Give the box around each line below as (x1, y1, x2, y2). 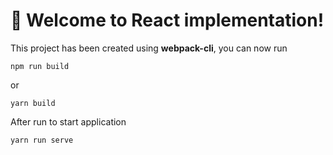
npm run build (10, 61, 70, 71)
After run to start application (10, 115, 127, 128)
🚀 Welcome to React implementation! (10, 9, 325, 32)
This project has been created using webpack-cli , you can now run (10, 42, 288, 54)
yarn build (10, 98, 56, 108)
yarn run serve (10, 135, 74, 145)
